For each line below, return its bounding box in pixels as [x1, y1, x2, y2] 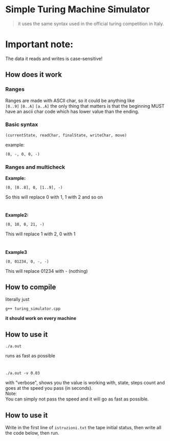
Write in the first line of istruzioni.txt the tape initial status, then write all [5, 425, 161, 431]
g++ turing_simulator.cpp [5, 306, 60, 311]
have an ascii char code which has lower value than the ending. [5, 108, 139, 114]
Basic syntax [5, 121, 38, 128]
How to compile [5, 283, 56, 291]
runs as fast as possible [5, 353, 55, 359]
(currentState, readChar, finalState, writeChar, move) [5, 132, 127, 138]
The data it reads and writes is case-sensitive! [5, 55, 103, 62]
